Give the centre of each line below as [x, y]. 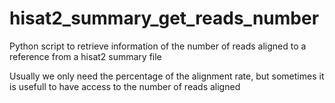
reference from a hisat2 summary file [85, 56]
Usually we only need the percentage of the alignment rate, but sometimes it [167, 76]
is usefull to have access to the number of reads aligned [125, 86]
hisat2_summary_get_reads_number [164, 18]
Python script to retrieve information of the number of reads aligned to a [158, 46]
